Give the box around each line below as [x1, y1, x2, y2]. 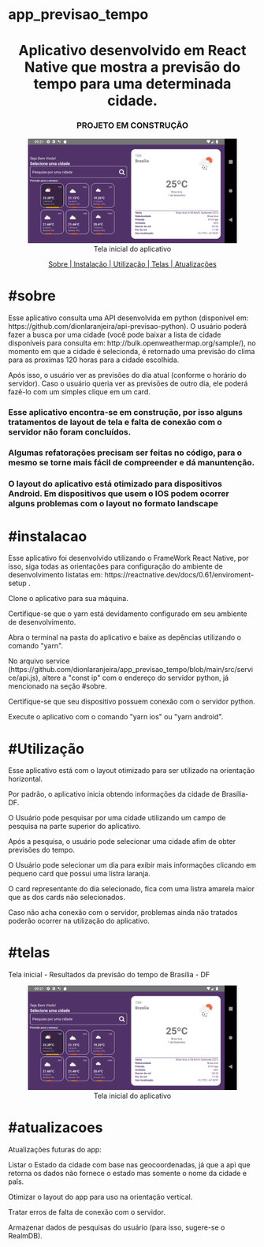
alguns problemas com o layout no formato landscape [8, 498, 219, 510]
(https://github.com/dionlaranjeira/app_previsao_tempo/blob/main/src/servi [8, 665, 254, 674]
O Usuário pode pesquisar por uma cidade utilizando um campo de [8, 813, 226, 823]
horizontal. [8, 775, 43, 784]
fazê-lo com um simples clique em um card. [8, 386, 151, 396]
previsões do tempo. [8, 846, 75, 855]
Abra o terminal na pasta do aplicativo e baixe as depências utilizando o [8, 633, 242, 642]
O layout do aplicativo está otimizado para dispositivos [8, 479, 222, 490]
